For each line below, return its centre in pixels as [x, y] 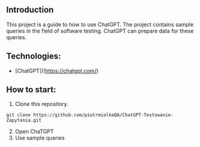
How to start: [31, 90]
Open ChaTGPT [34, 131]
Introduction [30, 10]
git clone [19, 115]
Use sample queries [40, 138]
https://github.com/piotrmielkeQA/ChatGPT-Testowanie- [103, 115]
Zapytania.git [24, 120]
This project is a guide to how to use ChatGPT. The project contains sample [100, 24]
